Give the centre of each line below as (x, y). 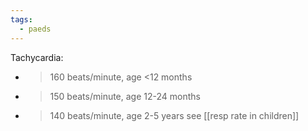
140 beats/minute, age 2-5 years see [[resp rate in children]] (174, 115)
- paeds (35, 29)
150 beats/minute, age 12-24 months (125, 96)
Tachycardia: (37, 57)
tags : (21, 19)
